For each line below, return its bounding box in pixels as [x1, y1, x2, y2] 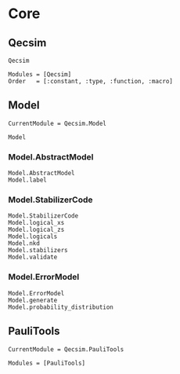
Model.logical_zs [8, 225, 65, 234]
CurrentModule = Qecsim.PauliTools [8, 345, 124, 354]
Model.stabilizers [8, 247, 68, 255]
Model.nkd [8, 240, 41, 247]
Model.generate [8, 296, 58, 304]
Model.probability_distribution [8, 303, 113, 311]
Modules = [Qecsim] [8, 71, 72, 79]
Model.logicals [8, 233, 58, 240]
